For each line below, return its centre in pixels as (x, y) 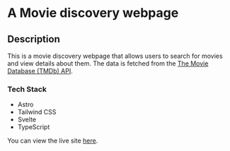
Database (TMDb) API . (40, 71)
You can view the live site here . (53, 141)
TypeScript (34, 127)
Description (34, 39)
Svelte (27, 120)
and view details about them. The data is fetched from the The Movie (108, 64)
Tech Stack (27, 89)
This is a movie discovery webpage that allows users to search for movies (115, 56)
